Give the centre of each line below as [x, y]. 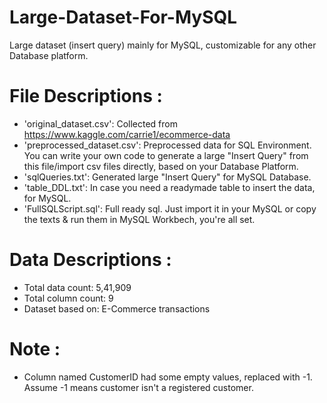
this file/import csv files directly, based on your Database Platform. [161, 166]
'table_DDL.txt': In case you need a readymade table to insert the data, [169, 187]
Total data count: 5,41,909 [77, 287]
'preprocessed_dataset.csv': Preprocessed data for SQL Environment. [167, 145]
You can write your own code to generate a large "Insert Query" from [166, 155]
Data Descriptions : [90, 260]
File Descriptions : [86, 96]
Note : [35, 349]
